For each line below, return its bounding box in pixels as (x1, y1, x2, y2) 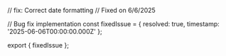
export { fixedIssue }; (7, 41, 70, 49)
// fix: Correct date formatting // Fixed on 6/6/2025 (7, 6, 156, 14)
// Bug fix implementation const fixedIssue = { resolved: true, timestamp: (7, 20, 220, 28)
